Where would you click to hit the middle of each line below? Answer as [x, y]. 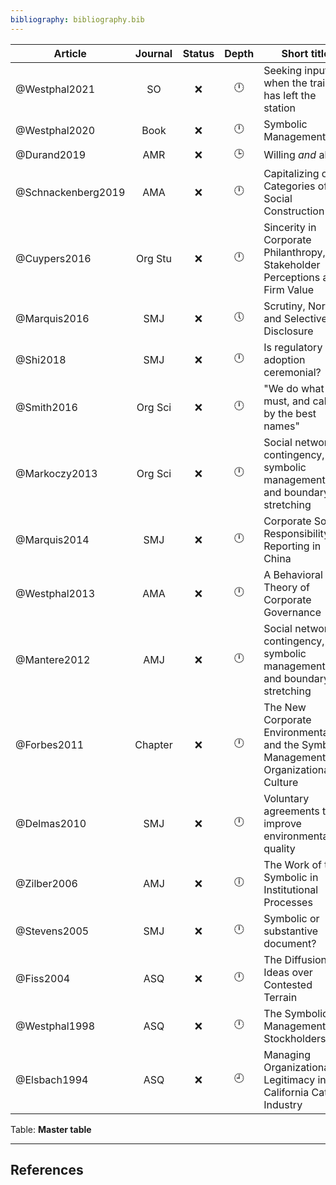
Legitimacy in [295, 1079]
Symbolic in [291, 877]
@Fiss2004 [43, 978]
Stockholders [295, 1038]
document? [290, 943]
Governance [292, 612]
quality [279, 848]
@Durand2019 [51, 155]
